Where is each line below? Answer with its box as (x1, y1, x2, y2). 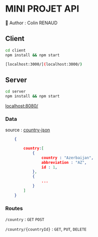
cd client (5, 48, 26, 53)
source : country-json (5, 127, 51, 133)
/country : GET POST (5, 216, 44, 222)
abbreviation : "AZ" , (41, 160, 87, 165)
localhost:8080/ (5, 103, 38, 109)
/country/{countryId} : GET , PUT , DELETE (5, 226, 87, 232)
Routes (5, 205, 23, 212)
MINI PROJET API (5, 3, 79, 15)
